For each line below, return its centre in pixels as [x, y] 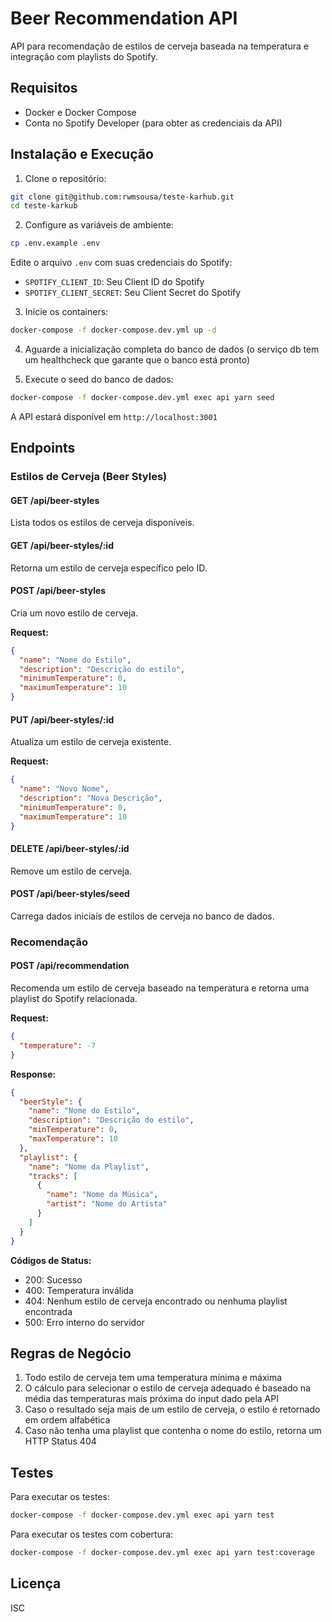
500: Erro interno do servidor [84, 1322]
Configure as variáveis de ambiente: [99, 225]
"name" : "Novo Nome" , [64, 789]
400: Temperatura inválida [79, 1290]
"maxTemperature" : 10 [73, 1139]
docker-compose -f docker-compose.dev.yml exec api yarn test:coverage [162, 1553]
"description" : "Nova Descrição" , [91, 798]
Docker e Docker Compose [80, 112]
